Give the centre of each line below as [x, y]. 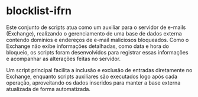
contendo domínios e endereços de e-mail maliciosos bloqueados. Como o [98, 40]
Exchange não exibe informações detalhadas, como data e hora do [88, 46]
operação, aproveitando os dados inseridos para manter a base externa [93, 83]
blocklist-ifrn [39, 11]
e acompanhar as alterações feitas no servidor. [64, 59]
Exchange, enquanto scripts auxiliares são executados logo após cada [92, 76]
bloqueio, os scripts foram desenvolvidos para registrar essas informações [97, 52]
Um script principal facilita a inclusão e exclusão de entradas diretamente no [99, 70]
